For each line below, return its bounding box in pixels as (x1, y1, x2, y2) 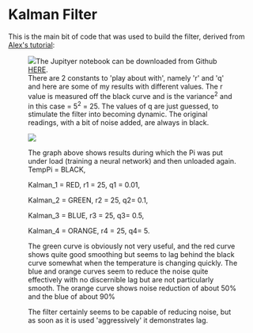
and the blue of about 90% (28, 292, 116, 301)
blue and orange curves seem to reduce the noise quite (28, 267, 209, 276)
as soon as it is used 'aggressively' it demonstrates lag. (28, 316, 209, 325)
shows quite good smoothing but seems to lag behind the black (28, 250, 235, 259)
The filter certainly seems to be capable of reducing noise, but (28, 307, 232, 317)
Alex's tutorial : (8, 40, 55, 49)
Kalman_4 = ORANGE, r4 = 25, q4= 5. (28, 226, 150, 236)
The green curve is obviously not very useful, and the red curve (28, 241, 236, 251)
